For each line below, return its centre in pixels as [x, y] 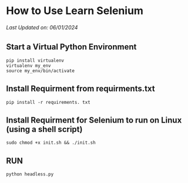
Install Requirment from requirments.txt [80, 89]
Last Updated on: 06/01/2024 [42, 27]
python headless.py [30, 174]
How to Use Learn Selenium [75, 11]
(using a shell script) [44, 129]
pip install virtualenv [35, 60]
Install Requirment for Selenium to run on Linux [94, 121]
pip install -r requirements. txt [48, 102]
